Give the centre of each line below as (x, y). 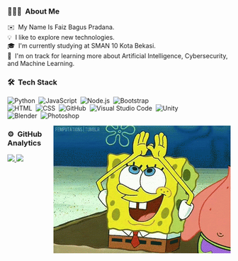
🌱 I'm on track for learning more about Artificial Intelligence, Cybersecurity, (118, 56)
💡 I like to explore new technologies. (61, 38)
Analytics (24, 143)
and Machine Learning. (41, 64)
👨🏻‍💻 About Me (34, 11)
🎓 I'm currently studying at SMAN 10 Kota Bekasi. (81, 46)
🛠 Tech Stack (33, 82)
